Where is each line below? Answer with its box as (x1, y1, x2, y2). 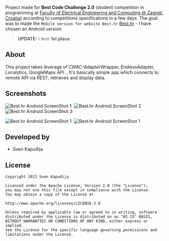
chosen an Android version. (5, 26, 63, 32)
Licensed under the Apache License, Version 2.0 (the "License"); (5, 183, 148, 188)
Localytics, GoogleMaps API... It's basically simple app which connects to (5, 69, 159, 75)
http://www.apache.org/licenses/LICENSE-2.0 (5, 201, 101, 206)
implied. (5, 223, 24, 228)
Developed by (5, 133, 50, 142)
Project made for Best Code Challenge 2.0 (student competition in (5, 5, 144, 10)
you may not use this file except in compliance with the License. (5, 188, 151, 193)
